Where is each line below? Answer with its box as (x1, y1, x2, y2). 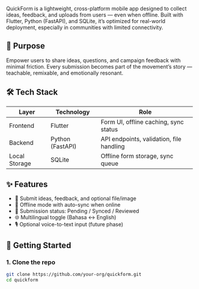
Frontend (9, 121, 34, 130)
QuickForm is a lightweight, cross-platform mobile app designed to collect (6, 5, 187, 12)
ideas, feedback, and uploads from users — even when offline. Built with (6, 11, 184, 18)
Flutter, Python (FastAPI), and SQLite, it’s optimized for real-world (6, 18, 166, 24)
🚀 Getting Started (6, 240, 72, 251)
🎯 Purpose (6, 41, 46, 51)
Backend (9, 139, 34, 147)
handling (100, 142, 126, 150)
